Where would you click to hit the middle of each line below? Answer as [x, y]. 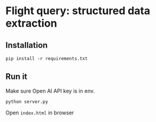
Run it [17, 77]
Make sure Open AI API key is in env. [50, 91]
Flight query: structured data [78, 11]
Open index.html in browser [40, 113]
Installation [27, 45]
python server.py [27, 101]
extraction [31, 23]
